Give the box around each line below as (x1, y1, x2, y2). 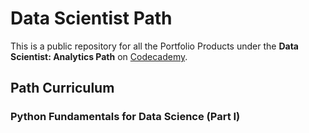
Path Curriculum (10, 80, 115, 97)
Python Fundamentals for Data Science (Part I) (10, 110, 241, 124)
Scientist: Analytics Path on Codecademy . (10, 50, 188, 62)
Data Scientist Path (10, 7, 173, 30)
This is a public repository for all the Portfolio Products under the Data (10, 40, 299, 52)
